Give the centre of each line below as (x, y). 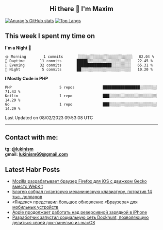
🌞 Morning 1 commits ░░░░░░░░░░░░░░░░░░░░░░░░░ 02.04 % (80, 56)
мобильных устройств (35, 207)
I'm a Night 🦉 (18, 48)
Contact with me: (32, 137)
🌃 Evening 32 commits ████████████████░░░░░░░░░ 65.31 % (79, 65)
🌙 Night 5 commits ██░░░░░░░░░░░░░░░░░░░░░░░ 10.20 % (79, 69)
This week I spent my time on (50, 36)
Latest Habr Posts (33, 169)
